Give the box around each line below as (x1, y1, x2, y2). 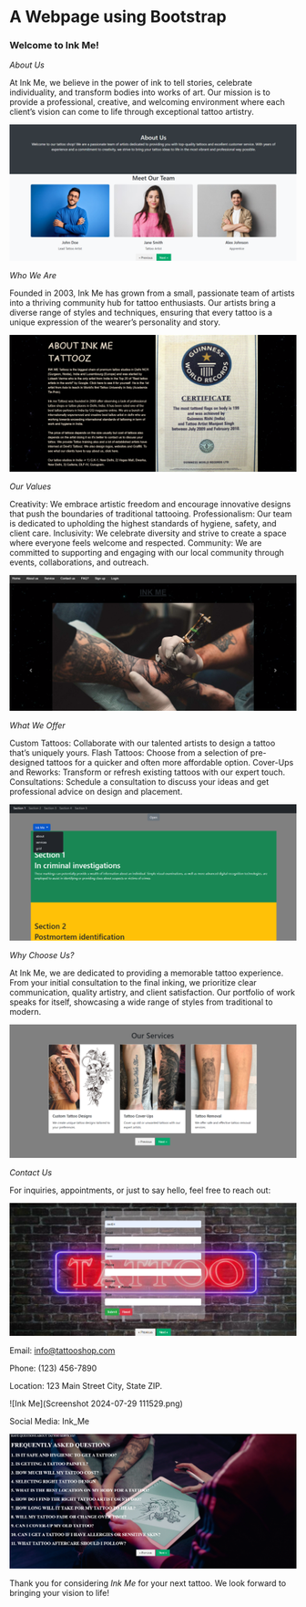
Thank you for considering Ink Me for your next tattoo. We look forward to (9, 1578, 287, 1589)
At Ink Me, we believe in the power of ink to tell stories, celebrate (9, 78, 253, 89)
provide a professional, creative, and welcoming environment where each (9, 97, 285, 108)
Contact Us (9, 1166, 53, 1178)
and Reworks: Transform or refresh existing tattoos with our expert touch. (9, 767, 286, 777)
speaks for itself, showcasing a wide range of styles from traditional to (9, 997, 273, 1007)
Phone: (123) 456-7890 (9, 1362, 97, 1374)
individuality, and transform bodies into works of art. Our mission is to (9, 87, 270, 98)
